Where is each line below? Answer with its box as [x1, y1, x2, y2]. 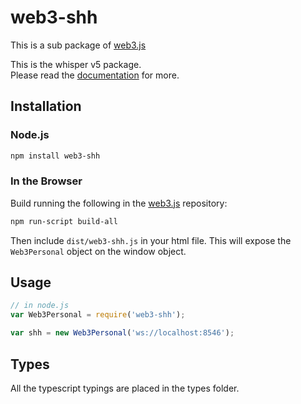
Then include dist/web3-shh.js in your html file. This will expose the [10, 234, 292, 246]
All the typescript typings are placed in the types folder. [10, 382, 240, 394]
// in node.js [10, 301, 70, 311]
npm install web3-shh [10, 151, 101, 161]
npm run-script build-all [10, 216, 118, 226]
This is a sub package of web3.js [10, 39, 147, 51]
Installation [10, 98, 82, 115]
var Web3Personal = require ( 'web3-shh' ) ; [10, 310, 186, 320]
